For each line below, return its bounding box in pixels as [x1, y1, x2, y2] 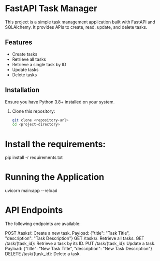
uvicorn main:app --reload [5, 188, 58, 193]
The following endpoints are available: [5, 221, 81, 226]
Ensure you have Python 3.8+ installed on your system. [5, 99, 115, 104]
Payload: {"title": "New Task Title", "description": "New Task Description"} [5, 246, 153, 252]
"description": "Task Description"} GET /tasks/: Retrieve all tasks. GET [5, 235, 145, 241]
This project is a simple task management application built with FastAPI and [5, 19, 156, 25]
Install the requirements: [5, 139, 106, 150]
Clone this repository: [12, 108, 55, 114]
